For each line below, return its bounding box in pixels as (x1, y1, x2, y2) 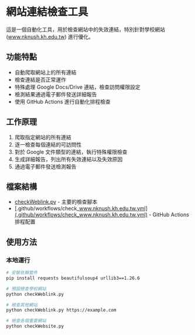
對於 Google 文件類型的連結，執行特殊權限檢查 (14, 148, 128, 155)
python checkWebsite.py (6, 323, 64, 329)
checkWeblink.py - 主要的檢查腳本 (14, 198, 98, 205)
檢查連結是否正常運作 (14, 76, 66, 83)
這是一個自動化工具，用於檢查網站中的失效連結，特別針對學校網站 (6, 26, 165, 33)
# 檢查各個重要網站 (6, 318, 47, 324)
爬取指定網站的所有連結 (14, 133, 71, 141)
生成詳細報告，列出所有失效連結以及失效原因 (14, 155, 123, 163)
